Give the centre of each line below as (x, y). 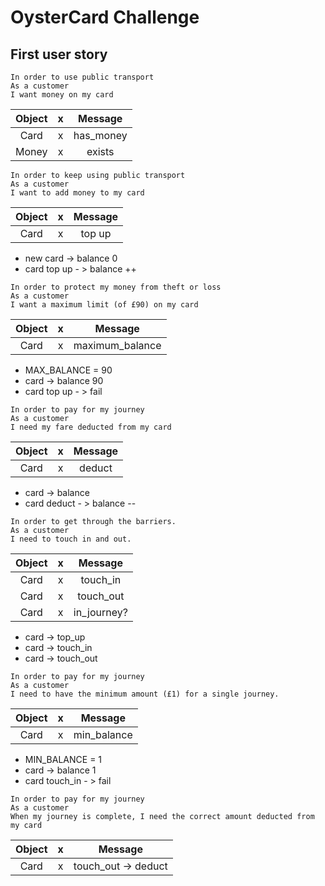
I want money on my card (62, 95)
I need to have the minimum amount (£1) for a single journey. (145, 694)
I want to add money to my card (77, 193)
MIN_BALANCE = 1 (63, 759)
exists (100, 151)
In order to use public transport (82, 77)
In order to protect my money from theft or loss (116, 287)
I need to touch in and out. (71, 539)
